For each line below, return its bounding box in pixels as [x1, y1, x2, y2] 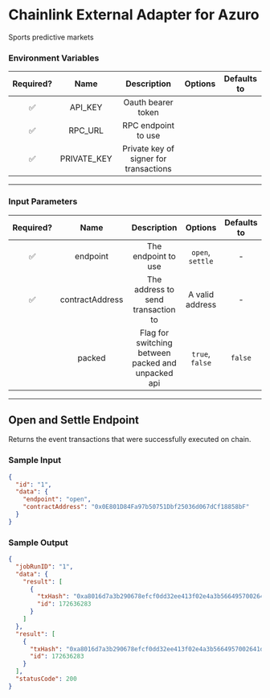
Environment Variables [8, 52, 100, 64]
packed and [132, 357, 177, 368]
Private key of [122, 143, 175, 155]
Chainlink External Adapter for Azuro [8, 6, 260, 24]
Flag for [139, 327, 170, 338]
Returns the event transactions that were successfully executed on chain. [8, 435, 252, 444]
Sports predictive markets [8, 32, 94, 42]
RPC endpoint [122, 120, 175, 131]
